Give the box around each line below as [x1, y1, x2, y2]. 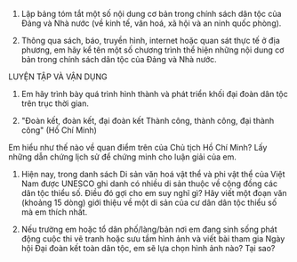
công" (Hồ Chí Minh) [20, 125, 97, 135]
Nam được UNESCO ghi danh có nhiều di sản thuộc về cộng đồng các [20, 178, 277, 189]
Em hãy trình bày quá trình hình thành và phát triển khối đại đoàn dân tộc [20, 89, 288, 99]
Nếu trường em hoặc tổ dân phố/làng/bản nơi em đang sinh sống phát [20, 224, 277, 234]
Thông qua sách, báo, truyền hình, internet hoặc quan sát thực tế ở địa [20, 36, 281, 45]
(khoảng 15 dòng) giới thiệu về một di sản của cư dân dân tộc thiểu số [20, 197, 277, 208]
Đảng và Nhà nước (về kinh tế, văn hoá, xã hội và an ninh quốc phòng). [20, 18, 282, 29]
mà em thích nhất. [20, 207, 88, 217]
